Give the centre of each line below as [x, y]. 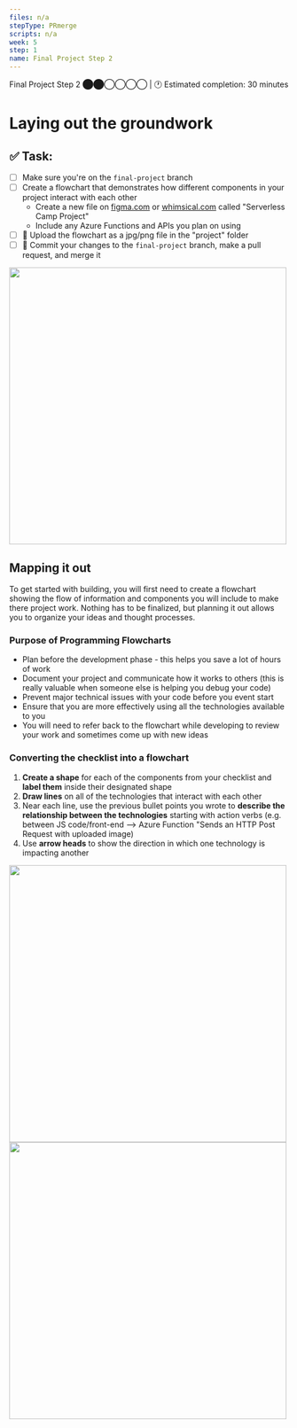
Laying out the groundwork [111, 124]
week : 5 [23, 42]
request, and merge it [61, 255]
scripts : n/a [33, 34]
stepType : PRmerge [43, 26]
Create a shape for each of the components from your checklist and [147, 777]
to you [34, 716]
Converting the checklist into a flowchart [99, 758]
